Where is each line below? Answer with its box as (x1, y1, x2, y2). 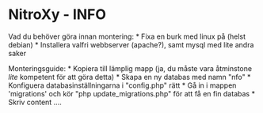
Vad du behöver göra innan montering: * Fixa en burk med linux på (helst (8, 32, 246, 41)
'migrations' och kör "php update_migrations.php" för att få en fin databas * (8, 89, 256, 98)
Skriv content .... (8, 97, 62, 107)
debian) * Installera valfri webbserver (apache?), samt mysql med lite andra (8, 40, 254, 49)
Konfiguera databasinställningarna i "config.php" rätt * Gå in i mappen (8, 81, 237, 90)
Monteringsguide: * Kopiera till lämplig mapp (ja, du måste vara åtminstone (8, 63, 252, 73)
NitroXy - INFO (8, 6, 107, 24)
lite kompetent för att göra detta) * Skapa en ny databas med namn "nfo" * (8, 72, 251, 81)
